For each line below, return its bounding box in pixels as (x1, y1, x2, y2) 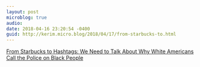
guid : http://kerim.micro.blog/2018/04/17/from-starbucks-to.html (6, 31, 177, 37)
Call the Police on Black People (6, 54, 84, 62)
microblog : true (6, 14, 47, 21)
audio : (6, 20, 23, 26)
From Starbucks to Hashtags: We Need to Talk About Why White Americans (6, 48, 194, 55)
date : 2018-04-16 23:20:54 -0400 (6, 25, 90, 32)
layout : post (6, 8, 39, 15)
